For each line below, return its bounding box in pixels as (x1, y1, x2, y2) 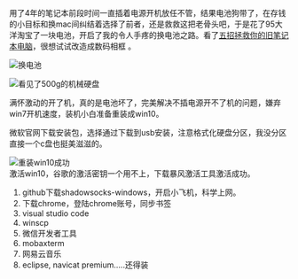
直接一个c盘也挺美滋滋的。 (9, 138, 107, 149)
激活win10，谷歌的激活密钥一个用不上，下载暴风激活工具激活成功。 (9, 168, 255, 179)
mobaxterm (21, 238, 65, 248)
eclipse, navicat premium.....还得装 (21, 260, 149, 270)
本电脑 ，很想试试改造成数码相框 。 (9, 41, 136, 51)
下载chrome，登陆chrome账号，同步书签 (21, 198, 172, 208)
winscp (21, 218, 49, 228)
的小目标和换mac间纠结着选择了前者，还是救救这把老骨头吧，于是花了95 (9, 19, 276, 29)
